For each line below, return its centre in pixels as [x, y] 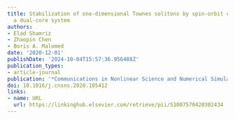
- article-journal [34, 72]
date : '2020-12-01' [36, 53]
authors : [20, 27]
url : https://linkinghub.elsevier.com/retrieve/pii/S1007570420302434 [119, 105]
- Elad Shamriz [29, 33]
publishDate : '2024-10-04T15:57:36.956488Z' [73, 59]
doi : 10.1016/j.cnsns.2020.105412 [58, 85]
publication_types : [36, 66]
